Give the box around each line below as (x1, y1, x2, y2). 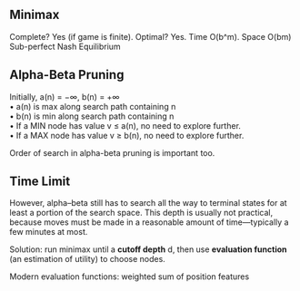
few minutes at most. (9, 227, 88, 238)
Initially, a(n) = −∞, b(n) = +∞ (9, 91, 120, 102)
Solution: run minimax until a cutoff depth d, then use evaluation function (9, 244, 287, 255)
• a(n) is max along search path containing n (9, 101, 176, 112)
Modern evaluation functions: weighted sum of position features (9, 271, 250, 282)
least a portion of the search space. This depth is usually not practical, (9, 208, 274, 218)
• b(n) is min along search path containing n (9, 111, 175, 121)
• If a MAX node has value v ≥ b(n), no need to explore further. (9, 130, 245, 141)
